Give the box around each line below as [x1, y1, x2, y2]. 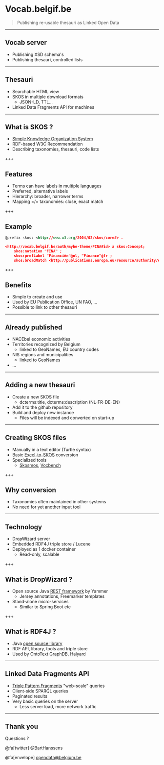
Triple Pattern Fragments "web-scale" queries [12, 683, 105, 689]
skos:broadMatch [14, 258, 47, 263]
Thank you [5, 722, 38, 731]
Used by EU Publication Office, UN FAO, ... [12, 299, 98, 305]
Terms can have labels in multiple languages [12, 183, 102, 189]
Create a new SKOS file [12, 394, 60, 400]
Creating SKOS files [5, 434, 67, 442]
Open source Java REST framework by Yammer [12, 588, 108, 594]
